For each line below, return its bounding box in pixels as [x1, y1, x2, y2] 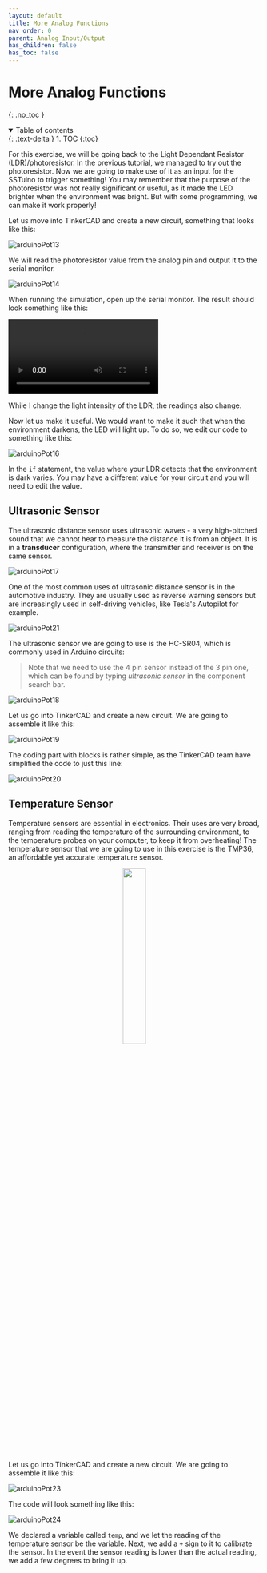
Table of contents [15, 125, 74, 134]
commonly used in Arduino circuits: [8, 647, 126, 657]
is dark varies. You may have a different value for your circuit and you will [8, 473, 250, 482]
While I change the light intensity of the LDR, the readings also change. [8, 401, 242, 410]
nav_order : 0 [8, 26, 52, 34]
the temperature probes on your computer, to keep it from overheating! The [8, 835, 257, 844]
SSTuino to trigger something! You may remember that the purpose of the [8, 174, 251, 184]
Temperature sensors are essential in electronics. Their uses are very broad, [8, 818, 260, 828]
